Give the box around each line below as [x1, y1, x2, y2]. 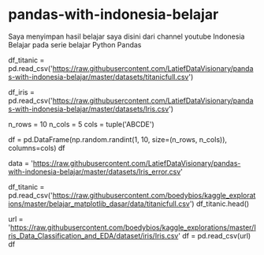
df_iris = [8, 87, 35, 96]
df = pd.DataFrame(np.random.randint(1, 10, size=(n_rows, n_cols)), [8, 134, 227, 144]
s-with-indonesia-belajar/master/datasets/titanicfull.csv [8, 72, 189, 81]
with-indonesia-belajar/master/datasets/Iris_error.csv [8, 167, 181, 176]
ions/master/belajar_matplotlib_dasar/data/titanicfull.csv [8, 199, 191, 208]
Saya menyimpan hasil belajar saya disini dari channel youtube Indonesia [8, 32, 245, 41]
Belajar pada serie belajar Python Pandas [8, 39, 142, 49]
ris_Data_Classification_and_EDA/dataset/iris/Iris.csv [8, 231, 179, 240]
